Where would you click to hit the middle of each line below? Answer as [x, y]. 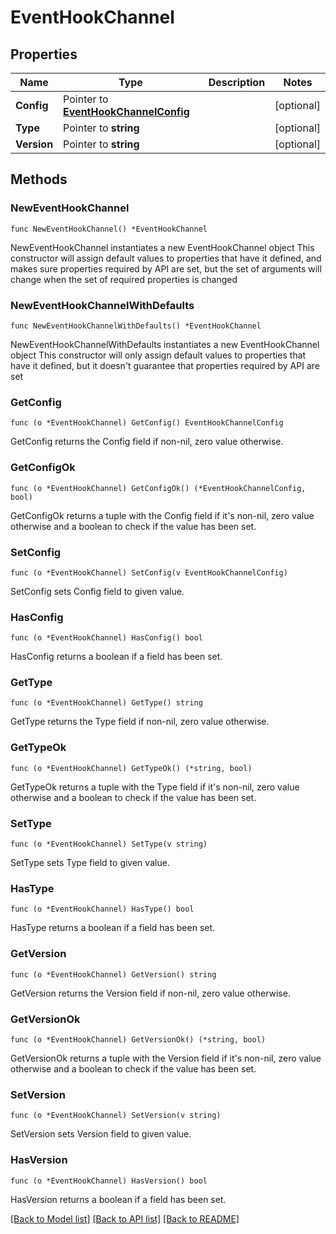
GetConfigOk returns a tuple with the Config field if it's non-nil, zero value [162, 515]
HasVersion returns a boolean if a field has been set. [118, 1199]
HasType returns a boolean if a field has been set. [113, 928]
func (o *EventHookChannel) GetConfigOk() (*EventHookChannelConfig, [158, 488]
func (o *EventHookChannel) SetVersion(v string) [116, 1116]
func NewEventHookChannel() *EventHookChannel [109, 229]
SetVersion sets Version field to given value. [101, 1134]
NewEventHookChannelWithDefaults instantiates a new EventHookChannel [165, 344]
